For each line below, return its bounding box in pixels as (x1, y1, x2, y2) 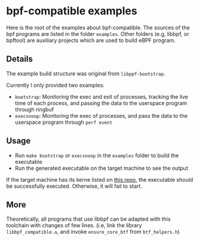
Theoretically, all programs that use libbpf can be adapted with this (6, 215, 171, 222)
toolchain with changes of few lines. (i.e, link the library (6, 222, 142, 229)
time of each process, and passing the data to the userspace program (14, 99, 187, 106)
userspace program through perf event (14, 118, 112, 126)
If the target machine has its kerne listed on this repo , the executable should (6, 176, 193, 183)
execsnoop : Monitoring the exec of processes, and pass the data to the (14, 112, 188, 119)
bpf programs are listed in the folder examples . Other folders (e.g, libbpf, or (6, 30, 189, 37)
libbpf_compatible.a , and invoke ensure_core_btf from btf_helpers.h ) (6, 228, 180, 236)
